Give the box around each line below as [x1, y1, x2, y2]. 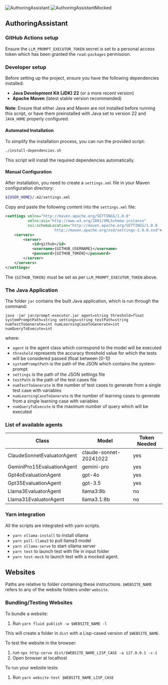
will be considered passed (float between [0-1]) [12, 355, 111, 361]
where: [5, 335, 20, 341]
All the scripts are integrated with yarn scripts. [5, 522, 100, 528]
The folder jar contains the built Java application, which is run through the [5, 298, 159, 304]
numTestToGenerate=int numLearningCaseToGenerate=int [5, 322, 120, 327]
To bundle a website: [5, 610, 48, 617]
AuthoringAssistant [5, 19, 68, 28]
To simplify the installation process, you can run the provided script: [5, 139, 145, 145]
